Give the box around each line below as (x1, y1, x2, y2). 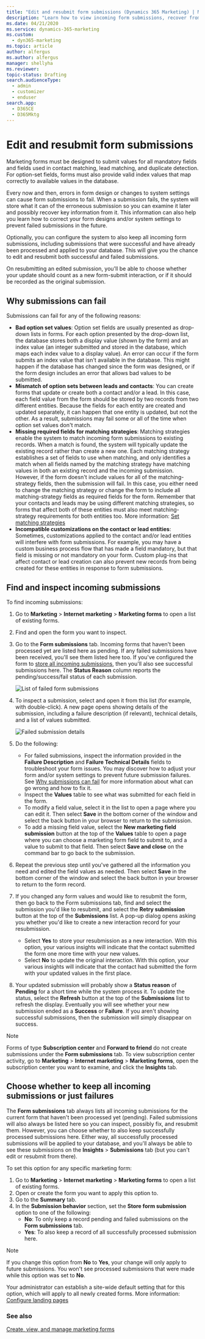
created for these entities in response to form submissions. (15, 564, 164, 572)
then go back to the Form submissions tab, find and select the (15, 899, 171, 906)
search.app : (6, 100, 37, 106)
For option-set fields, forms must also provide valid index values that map (6, 171, 192, 178)
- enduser (12, 94, 37, 100)
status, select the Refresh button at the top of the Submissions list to (15, 994, 190, 1001)
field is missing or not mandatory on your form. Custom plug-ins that (15, 551, 188, 559)
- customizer (12, 89, 45, 95)
